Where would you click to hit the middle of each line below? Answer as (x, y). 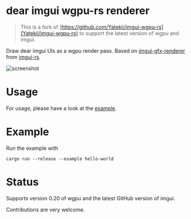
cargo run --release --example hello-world (60, 159)
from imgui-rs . (23, 57)
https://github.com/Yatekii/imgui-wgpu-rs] (112, 27)
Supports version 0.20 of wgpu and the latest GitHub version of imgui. (91, 198)
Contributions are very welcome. (45, 210)
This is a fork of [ (41, 27)
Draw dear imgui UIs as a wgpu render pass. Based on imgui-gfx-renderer (96, 50)
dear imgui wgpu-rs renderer (78, 11)
